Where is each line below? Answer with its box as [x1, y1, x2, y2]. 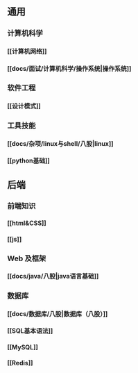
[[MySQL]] [7, 342, 38, 351]
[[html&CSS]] [7, 219, 46, 227]
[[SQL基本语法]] [7, 326, 53, 335]
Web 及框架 [7, 254, 46, 263]
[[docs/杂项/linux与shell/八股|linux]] [7, 139, 114, 147]
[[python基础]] [7, 156, 50, 165]
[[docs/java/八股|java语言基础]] [7, 272, 99, 281]
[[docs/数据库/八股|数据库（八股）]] [7, 309, 108, 317]
